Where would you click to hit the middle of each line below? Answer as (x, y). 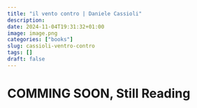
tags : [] (20, 53)
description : (26, 20)
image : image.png (32, 33)
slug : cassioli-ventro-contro (51, 46)
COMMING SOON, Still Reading (99, 93)
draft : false (26, 59)
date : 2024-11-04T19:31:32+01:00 (56, 26)
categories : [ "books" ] (40, 40)
